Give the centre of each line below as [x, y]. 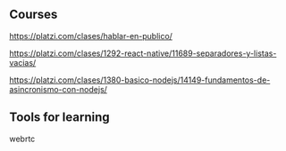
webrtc [22, 139]
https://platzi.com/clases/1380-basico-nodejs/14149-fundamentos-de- [140, 80]
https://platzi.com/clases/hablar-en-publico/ [91, 36]
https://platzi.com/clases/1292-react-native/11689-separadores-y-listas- [143, 53]
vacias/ [23, 62]
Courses [34, 15]
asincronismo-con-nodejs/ [58, 89]
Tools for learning [59, 118]
